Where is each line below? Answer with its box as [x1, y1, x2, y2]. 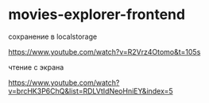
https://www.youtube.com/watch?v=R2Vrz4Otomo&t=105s [8, 47, 201, 56]
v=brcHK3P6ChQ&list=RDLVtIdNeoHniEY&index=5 [8, 86, 173, 96]
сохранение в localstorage [8, 32, 98, 41]
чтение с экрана [8, 62, 64, 72]
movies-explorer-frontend [8, 6, 185, 24]
